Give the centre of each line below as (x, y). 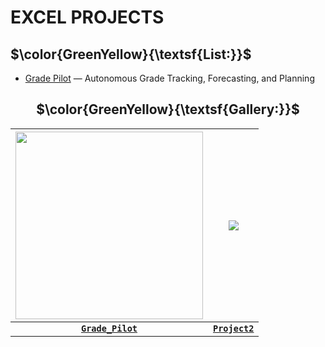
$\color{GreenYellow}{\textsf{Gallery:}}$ (168, 109)
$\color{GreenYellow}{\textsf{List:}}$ (131, 54)
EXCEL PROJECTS (87, 17)
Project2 (234, 328)
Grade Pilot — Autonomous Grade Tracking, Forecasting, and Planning (169, 78)
